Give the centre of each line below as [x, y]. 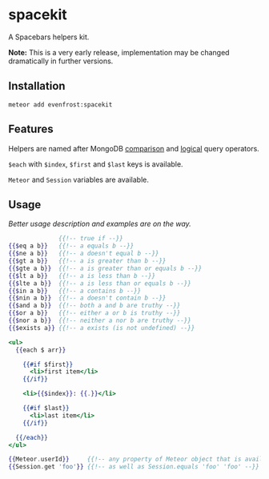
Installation [37, 86]
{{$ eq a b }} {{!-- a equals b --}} [71, 246]
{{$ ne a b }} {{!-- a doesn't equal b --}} [84, 254]
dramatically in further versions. [61, 61]
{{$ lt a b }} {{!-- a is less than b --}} [82, 276]
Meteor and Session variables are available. [79, 179]
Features [31, 129]
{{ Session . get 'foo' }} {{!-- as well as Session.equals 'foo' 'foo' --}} [134, 467]
